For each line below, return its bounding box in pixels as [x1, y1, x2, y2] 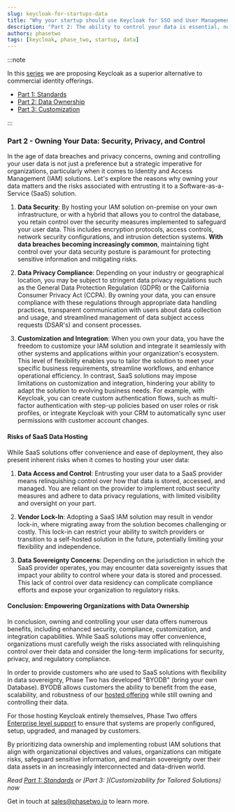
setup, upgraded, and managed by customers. [7, 726, 141, 735]
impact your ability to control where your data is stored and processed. [17, 571, 222, 579]
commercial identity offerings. [7, 76, 94, 85]
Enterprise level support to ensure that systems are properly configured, [7, 719, 215, 727]
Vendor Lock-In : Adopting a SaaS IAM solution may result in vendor [17, 513, 213, 521]
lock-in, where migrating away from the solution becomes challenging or [17, 520, 227, 528]
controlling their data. [7, 698, 69, 706]
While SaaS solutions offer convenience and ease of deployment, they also [7, 448, 223, 456]
